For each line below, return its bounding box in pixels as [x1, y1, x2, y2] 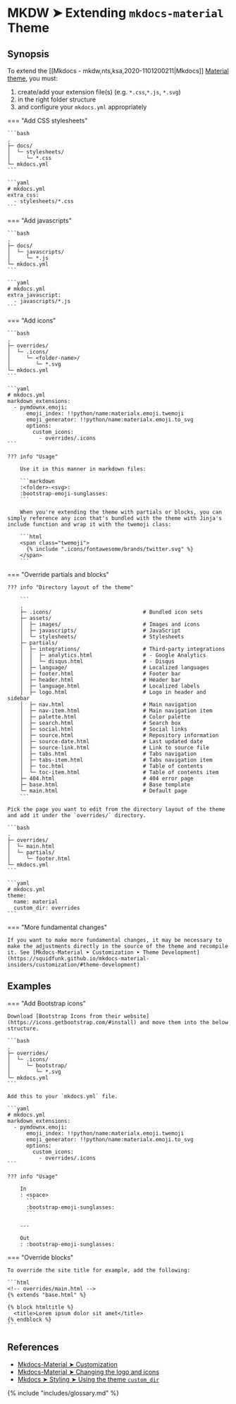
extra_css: [7, 192, 39, 199]
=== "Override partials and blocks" [7, 571, 109, 578]
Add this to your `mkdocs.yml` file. [7, 1093, 118, 1100]
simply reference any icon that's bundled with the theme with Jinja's [7, 515, 222, 522]
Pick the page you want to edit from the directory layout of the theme [7, 806, 225, 813]
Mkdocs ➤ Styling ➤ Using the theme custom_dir [17, 1375, 160, 1384]
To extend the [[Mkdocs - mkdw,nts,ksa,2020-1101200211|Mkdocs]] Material [7, 67, 229, 75]
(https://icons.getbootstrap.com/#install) [7, 1019, 137, 1026]
